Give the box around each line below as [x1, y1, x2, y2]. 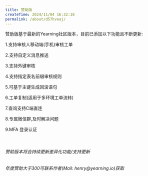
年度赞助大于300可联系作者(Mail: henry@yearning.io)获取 [5, 165, 124, 171]
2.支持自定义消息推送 [5, 52, 49, 58]
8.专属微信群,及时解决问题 [5, 116, 59, 122]
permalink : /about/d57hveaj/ [5, 16, 66, 21]
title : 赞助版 [5, 7, 32, 12]
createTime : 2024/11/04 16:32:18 [5, 12, 75, 17]
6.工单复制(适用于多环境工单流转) [5, 94, 74, 100]
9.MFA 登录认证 [5, 126, 37, 132]
